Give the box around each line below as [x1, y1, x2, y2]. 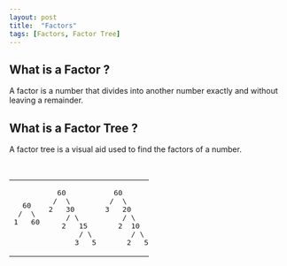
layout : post [9, 12, 58, 22]
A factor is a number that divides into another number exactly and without [9, 86, 279, 96]
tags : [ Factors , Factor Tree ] [9, 29, 121, 38]
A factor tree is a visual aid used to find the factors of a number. [9, 144, 242, 155]
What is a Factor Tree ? [9, 120, 139, 135]
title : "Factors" [9, 21, 77, 30]
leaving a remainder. [9, 95, 84, 106]
